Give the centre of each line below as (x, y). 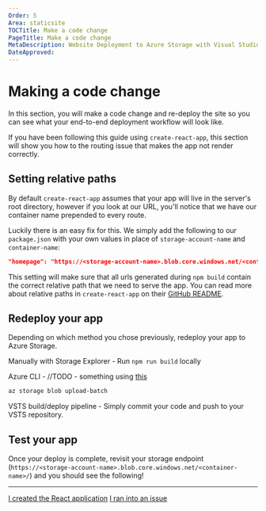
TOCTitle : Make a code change (58, 30)
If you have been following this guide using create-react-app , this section (128, 137)
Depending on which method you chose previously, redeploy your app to (127, 337)
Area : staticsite (37, 23)
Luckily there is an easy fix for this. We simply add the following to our (123, 230)
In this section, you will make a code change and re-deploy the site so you (129, 113)
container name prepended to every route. (77, 215)
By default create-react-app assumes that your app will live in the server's (129, 198)
